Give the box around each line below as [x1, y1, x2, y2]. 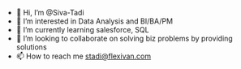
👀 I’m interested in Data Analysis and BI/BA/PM [15, 16, 173, 26]
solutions [15, 42, 47, 52]
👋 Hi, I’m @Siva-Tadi [15, 8, 84, 17]
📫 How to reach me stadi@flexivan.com [15, 51, 152, 61]
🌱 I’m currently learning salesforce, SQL [15, 25, 149, 34]
